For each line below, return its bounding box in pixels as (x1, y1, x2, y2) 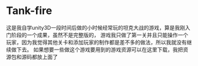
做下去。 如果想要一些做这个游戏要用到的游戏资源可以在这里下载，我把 (11, 46, 183, 53)
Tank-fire (6, 4, 52, 18)
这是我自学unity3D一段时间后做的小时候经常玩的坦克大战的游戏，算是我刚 (6, 24, 186, 31)
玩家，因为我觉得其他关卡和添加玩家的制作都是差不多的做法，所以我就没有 (6, 39, 187, 46)
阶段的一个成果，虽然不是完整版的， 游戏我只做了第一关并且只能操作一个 (11, 31, 189, 39)
